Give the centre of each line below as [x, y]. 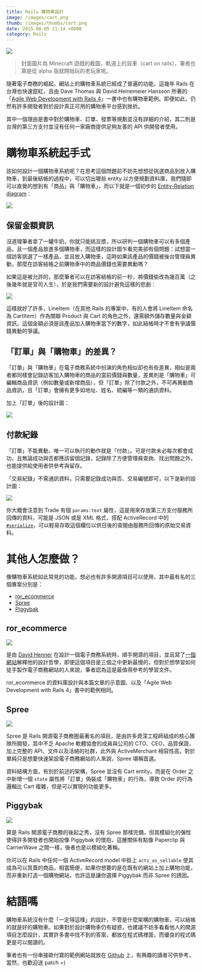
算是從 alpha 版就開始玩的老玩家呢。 [66, 71]
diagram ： [19, 194]
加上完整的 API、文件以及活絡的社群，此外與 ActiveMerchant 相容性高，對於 [101, 751]
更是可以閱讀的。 [27, 942]
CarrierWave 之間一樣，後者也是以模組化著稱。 [65, 847]
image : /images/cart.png [37, 17]
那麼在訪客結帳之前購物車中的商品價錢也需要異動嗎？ [82, 264]
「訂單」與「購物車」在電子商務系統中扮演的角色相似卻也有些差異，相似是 [98, 367]
